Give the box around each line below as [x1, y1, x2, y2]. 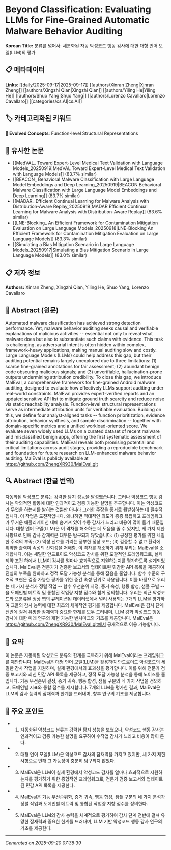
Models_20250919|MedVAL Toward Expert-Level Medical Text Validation [12, 165, 165, 172]
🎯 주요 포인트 [5, 707, 44, 716]
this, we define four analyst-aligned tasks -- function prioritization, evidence [5, 412, 165, 418]
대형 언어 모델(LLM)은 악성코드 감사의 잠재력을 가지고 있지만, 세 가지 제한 [20, 751, 166, 758]
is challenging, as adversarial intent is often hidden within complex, [5, 342, 146, 348]
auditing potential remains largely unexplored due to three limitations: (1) [5, 358, 157, 363]
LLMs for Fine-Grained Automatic [5, 14, 150, 26]
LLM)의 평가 [11, 49, 36, 55]
